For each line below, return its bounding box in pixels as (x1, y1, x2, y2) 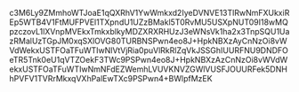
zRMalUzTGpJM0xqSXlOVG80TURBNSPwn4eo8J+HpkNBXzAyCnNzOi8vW (9, 35, 287, 46)
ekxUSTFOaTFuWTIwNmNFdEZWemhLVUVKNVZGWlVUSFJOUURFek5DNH (9, 64, 287, 74)
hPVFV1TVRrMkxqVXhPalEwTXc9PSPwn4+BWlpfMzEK (9, 73, 213, 83)
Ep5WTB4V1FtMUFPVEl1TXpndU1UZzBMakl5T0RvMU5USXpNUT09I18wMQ (9, 17, 289, 27)
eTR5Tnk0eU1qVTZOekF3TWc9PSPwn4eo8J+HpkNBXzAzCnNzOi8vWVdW (9, 55, 288, 65)
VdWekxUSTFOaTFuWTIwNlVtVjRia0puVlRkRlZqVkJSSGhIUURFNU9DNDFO (9, 45, 289, 56)
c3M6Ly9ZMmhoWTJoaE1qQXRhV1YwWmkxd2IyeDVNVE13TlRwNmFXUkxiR (9, 8, 290, 18)
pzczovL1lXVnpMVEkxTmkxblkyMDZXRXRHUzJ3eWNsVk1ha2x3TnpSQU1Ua (9, 27, 290, 36)
